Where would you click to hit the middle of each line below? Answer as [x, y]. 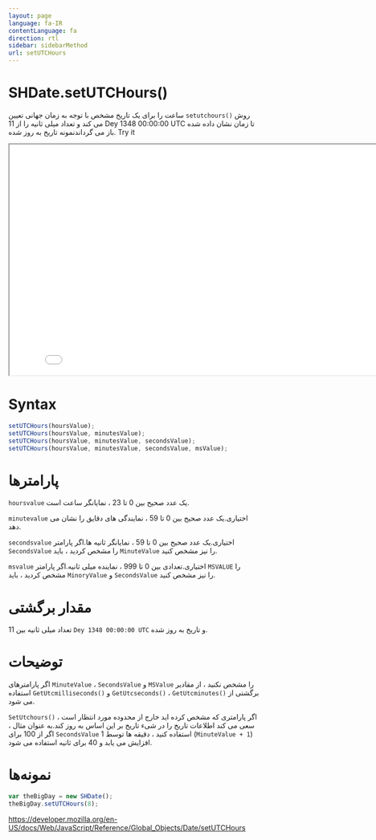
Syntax [33, 404]
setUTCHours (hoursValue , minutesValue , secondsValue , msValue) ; [118, 448]
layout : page [30, 16]
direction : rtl [34, 38]
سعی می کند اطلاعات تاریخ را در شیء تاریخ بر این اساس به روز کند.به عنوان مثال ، [132, 726]
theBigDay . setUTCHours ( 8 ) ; [53, 804]
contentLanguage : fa [43, 31]
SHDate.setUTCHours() [88, 93]
